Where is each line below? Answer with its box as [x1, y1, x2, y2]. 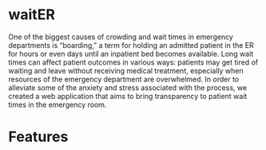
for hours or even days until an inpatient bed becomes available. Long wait [8, 49, 254, 58]
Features [8, 128, 69, 146]
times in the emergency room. [8, 100, 107, 109]
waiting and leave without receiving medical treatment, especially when [8, 65, 244, 75]
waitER [8, 6, 56, 24]
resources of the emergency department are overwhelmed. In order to [8, 74, 240, 84]
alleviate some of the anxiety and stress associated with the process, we [8, 82, 248, 93]
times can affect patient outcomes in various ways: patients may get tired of [8, 57, 259, 67]
